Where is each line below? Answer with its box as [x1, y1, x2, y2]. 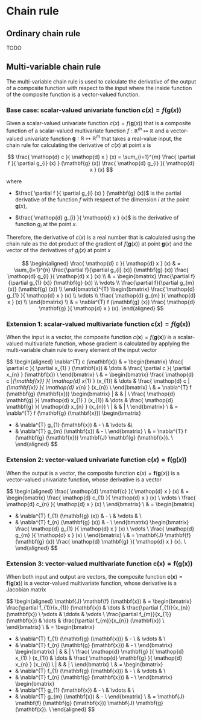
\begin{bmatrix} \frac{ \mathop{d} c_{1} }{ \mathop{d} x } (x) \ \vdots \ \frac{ [6, 494, 196, 501]
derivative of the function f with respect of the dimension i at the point [14, 196, 189, 203]
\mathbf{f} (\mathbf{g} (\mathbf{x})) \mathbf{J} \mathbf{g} [14, 699, 164, 706]
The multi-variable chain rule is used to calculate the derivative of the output [6, 77, 197, 85]
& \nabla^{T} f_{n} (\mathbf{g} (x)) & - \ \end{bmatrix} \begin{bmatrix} [14, 518, 189, 525]
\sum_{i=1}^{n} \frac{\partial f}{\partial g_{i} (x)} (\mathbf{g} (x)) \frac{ [14, 266, 189, 273]
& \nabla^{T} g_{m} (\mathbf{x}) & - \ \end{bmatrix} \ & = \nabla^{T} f [14, 428, 187, 435]
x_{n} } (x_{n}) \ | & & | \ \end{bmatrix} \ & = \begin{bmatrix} [14, 660, 163, 668]
